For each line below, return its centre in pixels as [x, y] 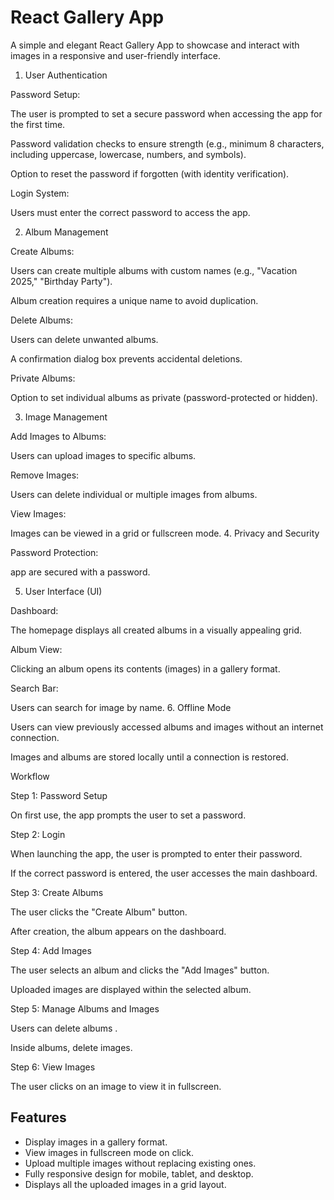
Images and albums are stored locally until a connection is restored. [149, 757]
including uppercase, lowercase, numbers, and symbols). [128, 154]
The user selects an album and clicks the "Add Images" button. [140, 970]
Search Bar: [34, 688]
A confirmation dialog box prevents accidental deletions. [126, 358]
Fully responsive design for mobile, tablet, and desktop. [139, 1173]
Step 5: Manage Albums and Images [85, 1008]
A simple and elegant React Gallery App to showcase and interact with [155, 45]
